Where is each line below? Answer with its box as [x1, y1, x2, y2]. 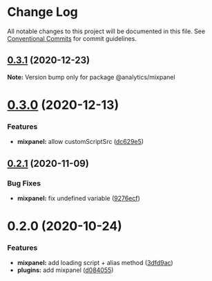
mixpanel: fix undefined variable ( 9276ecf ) [17, 194, 140, 202]
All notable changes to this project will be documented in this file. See [7, 27, 206, 35]
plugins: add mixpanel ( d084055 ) [17, 266, 114, 274]
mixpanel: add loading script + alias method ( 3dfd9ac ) [17, 259, 174, 267]
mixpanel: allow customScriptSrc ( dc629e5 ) [17, 138, 144, 146]
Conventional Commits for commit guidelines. [7, 34, 137, 42]
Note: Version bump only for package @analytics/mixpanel [7, 73, 175, 81]
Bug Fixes [7, 178, 41, 188]
